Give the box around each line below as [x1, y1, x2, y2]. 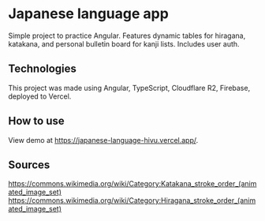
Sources [8, 158, 50, 171]
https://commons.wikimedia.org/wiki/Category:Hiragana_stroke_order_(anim [8, 196, 256, 205]
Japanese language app [8, 5, 170, 23]
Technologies [8, 62, 77, 76]
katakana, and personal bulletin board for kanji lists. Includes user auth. [8, 39, 240, 48]
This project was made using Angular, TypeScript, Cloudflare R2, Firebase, [8, 83, 251, 92]
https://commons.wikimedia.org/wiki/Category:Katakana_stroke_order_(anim [8, 179, 257, 189]
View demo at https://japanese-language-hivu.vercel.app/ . [8, 135, 199, 144]
